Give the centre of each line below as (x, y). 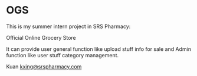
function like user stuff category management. (63, 55)
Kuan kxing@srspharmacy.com (44, 66)
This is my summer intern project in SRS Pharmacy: (68, 26)
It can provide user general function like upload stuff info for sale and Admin (99, 49)
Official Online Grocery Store (41, 37)
